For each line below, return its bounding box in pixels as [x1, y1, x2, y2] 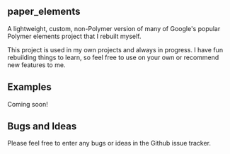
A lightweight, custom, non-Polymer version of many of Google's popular [7, 24, 221, 32]
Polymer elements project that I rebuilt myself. [7, 32, 142, 40]
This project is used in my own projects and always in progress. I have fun [7, 45, 224, 54]
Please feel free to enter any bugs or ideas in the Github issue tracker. [7, 139, 211, 148]
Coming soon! [7, 100, 48, 108]
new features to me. [7, 60, 66, 69]
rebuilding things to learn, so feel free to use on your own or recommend [7, 53, 219, 61]
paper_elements [7, 6, 81, 18]
